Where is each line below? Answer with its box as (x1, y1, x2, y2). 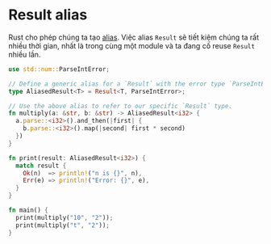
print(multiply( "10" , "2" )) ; (15, 213, 114, 221)
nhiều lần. (8, 49, 41, 59)
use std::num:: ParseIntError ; (8, 65, 110, 74)
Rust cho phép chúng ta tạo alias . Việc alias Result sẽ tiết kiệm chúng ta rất (8, 32, 260, 42)
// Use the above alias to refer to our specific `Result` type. (8, 102, 232, 110)
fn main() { (8, 206, 48, 215)
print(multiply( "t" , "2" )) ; (15, 221, 110, 229)
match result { (15, 162, 67, 170)
